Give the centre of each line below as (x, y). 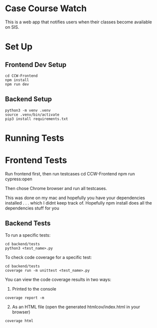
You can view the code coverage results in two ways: (58, 279)
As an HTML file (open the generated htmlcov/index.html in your (76, 307)
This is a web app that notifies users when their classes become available (78, 22)
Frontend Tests (36, 160)
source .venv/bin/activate (32, 115)
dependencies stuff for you (32, 208)
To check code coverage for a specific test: (48, 257)
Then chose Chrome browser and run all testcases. (56, 188)
